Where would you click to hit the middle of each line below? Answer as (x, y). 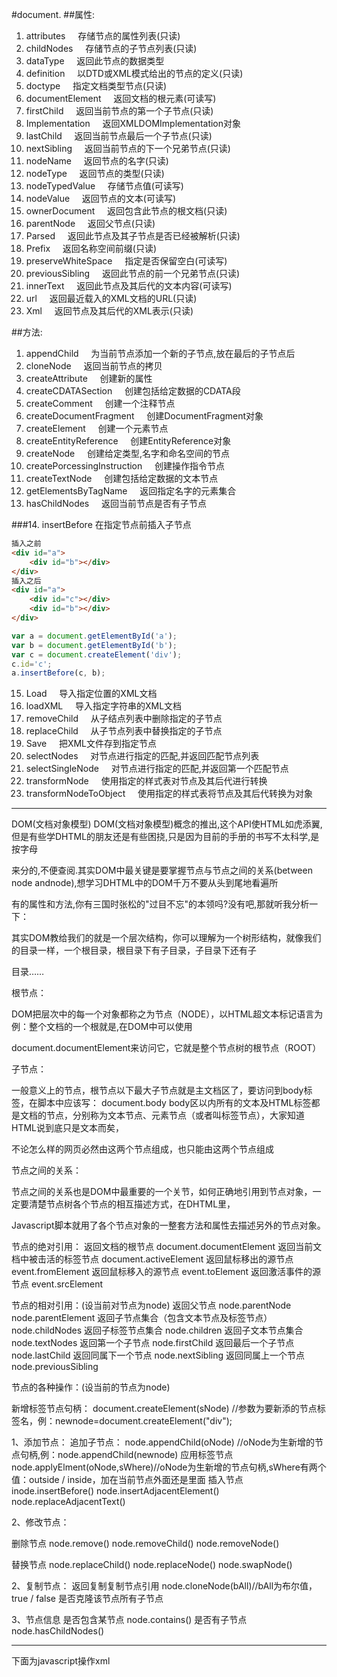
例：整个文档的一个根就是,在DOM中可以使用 (102, 1027)
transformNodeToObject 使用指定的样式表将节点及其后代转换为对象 (169, 794)
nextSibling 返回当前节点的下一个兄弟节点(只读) (128, 148)
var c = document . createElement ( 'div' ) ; (97, 654)
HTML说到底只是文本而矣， (68, 1128)
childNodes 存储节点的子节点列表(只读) (111, 48)
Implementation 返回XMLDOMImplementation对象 (133, 123)
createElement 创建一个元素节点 (97, 428)
